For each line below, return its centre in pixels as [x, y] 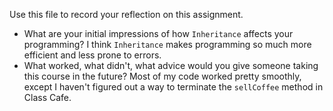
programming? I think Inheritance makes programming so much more [167, 44]
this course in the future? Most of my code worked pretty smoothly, [162, 76]
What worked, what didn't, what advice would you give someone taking [171, 65]
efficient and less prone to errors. [92, 55]
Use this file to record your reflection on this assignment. [126, 14]
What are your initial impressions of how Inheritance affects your [158, 33]
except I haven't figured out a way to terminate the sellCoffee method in [173, 87]
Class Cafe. [47, 97]
